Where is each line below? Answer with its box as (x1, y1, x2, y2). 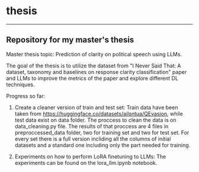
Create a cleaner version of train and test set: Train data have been (14, 103, 178, 111)
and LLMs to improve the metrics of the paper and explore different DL (6, 74, 179, 82)
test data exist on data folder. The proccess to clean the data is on (14, 116, 176, 124)
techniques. (6, 81, 35, 88)
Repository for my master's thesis (6, 35, 134, 45)
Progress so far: (6, 92, 46, 99)
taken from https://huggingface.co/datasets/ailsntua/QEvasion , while (14, 110, 184, 117)
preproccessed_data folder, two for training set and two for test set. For (14, 129, 190, 136)
